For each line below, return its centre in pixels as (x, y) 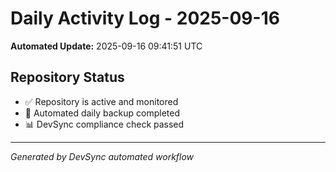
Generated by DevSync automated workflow (102, 156)
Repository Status (67, 77)
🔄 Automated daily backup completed (102, 113)
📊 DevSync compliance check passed (104, 124)
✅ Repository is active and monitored (101, 101)
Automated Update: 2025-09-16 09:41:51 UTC (106, 46)
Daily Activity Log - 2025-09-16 (145, 18)
